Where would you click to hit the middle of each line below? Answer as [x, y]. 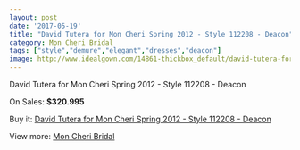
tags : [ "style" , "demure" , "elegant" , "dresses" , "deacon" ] [115, 51]
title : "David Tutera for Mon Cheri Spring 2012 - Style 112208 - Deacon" [151, 34]
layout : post [33, 17]
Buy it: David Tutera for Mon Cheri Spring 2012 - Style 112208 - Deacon [141, 119]
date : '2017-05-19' [46, 26]
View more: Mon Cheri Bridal [62, 136]
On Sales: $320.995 [47, 102]
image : [21, 59]
